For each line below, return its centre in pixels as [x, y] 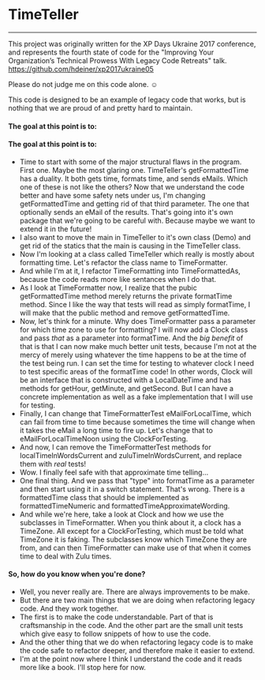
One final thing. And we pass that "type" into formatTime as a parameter [137, 480]
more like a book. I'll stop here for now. [82, 667]
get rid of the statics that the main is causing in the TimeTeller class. [130, 246]
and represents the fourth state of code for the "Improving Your [111, 52]
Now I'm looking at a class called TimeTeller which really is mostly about [137, 254]
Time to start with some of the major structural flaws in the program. [131, 162]
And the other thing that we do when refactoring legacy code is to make [136, 642]
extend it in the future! [56, 229]
